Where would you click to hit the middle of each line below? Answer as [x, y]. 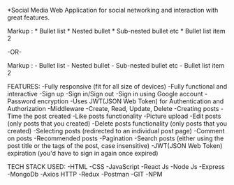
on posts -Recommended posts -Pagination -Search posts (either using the [116, 138]
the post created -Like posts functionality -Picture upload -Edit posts [122, 116]
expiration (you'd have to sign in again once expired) [83, 153]
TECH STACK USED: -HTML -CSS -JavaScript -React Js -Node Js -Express [116, 166]
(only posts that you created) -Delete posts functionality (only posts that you [117, 124]
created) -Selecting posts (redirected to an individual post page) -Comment [116, 131]
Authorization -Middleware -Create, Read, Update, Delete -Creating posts [113, 109]
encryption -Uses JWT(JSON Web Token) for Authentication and [131, 101]
